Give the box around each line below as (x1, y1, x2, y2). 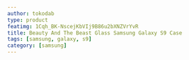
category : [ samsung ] (7, 42, 68, 49)
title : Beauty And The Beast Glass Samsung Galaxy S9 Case (7, 29, 183, 37)
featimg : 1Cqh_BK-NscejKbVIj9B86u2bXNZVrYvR (7, 23, 139, 30)
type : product (7, 17, 49, 23)
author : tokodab (7, 10, 54, 17)
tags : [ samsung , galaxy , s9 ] (7, 36, 92, 43)
